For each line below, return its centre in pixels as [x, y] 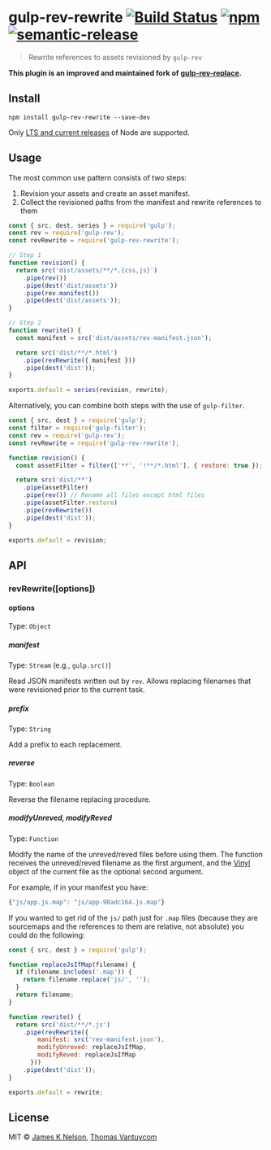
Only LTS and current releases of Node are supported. [99, 132]
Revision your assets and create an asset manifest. [105, 193]
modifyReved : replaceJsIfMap [87, 1055]
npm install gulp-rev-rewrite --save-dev [80, 117]
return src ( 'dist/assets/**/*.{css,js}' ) [87, 270]
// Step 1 [25, 255]
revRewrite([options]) [52, 588]
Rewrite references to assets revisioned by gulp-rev [115, 57]
